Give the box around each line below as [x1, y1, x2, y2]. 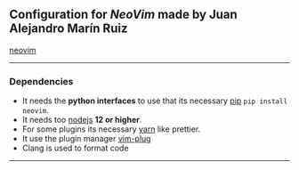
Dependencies [9, 75, 74, 87]
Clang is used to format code [21, 142, 129, 154]
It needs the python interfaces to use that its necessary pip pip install [21, 95, 287, 106]
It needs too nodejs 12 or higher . [21, 115, 142, 125]
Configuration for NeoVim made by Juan [9, 7, 238, 22]
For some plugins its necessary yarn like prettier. [21, 124, 201, 134]
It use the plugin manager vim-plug [21, 134, 151, 144]
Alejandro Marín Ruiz [9, 21, 128, 36]
